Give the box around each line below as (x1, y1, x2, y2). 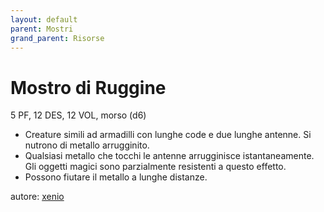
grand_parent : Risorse (10, 33, 105, 43)
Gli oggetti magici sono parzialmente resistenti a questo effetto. (24, 161, 287, 173)
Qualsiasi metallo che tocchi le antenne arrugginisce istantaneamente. (24, 150, 315, 162)
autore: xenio (10, 191, 65, 203)
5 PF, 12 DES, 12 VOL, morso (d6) (10, 109, 147, 121)
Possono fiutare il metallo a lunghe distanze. (24, 171, 208, 183)
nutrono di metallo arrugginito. (24, 139, 150, 151)
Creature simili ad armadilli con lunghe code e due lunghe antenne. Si (24, 129, 312, 141)
